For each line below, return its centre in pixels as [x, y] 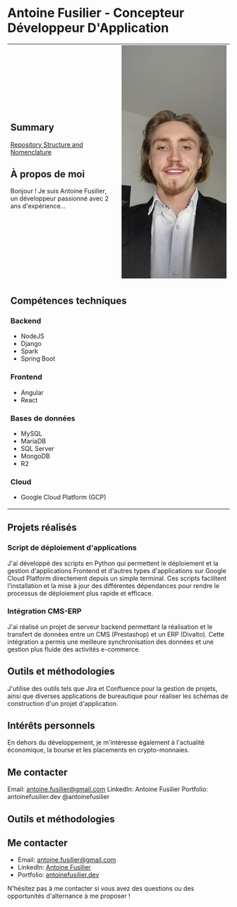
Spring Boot [38, 359]
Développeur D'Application [88, 28]
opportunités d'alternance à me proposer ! [69, 896]
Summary [32, 127]
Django [31, 344]
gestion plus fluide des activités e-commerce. [74, 649]
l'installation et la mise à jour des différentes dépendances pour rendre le [114, 585]
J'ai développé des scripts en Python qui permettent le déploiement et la [113, 563]
